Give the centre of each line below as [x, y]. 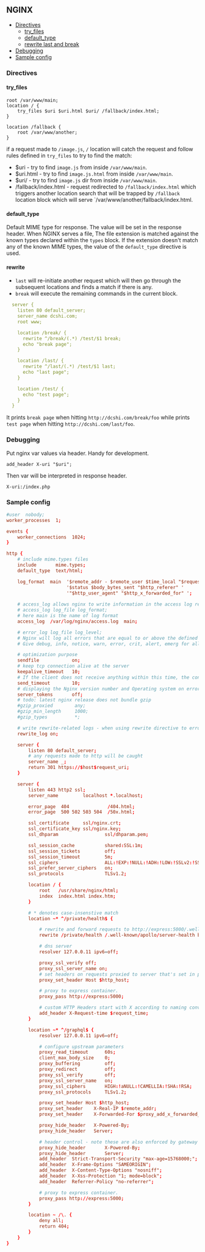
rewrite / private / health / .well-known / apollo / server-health [117, 935]
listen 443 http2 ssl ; [57, 790]
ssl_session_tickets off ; [72, 851]
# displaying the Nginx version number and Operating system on [101, 689]
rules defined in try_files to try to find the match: [69, 156]
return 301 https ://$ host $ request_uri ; [79, 768]
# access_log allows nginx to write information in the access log [105, 604]
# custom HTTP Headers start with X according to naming [113, 1008]
